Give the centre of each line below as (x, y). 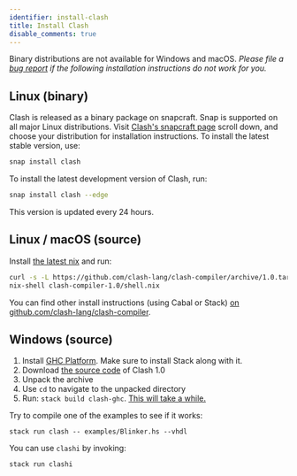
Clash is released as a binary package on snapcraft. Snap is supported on (144, 118)
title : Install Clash (49, 26)
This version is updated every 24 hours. (82, 211)
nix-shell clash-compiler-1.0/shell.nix (85, 285)
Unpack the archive (57, 380)
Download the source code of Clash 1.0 (94, 370)
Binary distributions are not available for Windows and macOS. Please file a (147, 59)
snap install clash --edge (59, 196)
